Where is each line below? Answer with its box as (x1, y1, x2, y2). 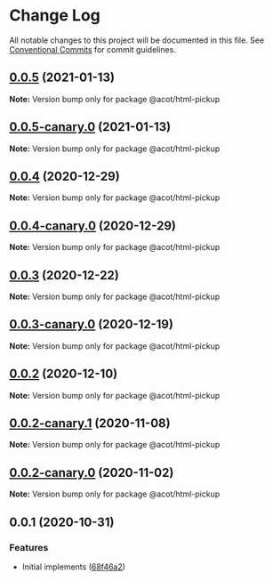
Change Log (9, 5, 100, 26)
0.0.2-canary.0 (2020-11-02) (9, 464, 174, 480)
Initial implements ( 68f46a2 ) (21, 561, 126, 572)
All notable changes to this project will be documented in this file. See (9, 35, 265, 45)
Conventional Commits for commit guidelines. (9, 44, 176, 54)
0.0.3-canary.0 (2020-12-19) (9, 317, 173, 332)
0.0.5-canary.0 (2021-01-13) (9, 119, 172, 134)
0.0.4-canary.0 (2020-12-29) (9, 218, 176, 233)
